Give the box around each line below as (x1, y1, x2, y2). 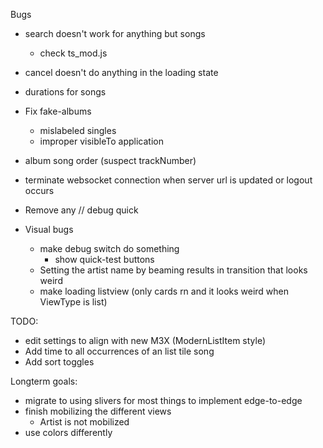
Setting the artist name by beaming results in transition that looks (39, 264, 308, 276)
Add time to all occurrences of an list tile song (24, 345, 215, 357)
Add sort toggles (24, 356, 95, 368)
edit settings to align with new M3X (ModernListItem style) (24, 335, 267, 346)
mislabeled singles (39, 125, 117, 136)
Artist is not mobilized (39, 416, 130, 428)
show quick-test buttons (54, 254, 155, 265)
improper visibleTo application (39, 135, 164, 147)
